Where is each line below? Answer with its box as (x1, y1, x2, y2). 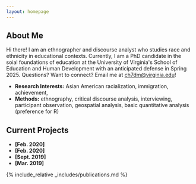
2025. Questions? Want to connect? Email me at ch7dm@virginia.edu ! (6, 72, 176, 79)
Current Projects (6, 125, 69, 135)
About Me (6, 31, 43, 41)
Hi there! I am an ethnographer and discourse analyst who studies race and (6, 46, 191, 53)
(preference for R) (14, 108, 59, 115)
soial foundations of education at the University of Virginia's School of (6, 59, 178, 66)
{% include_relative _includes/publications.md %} (6, 171, 128, 178)
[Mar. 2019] (14, 160, 45, 167)
